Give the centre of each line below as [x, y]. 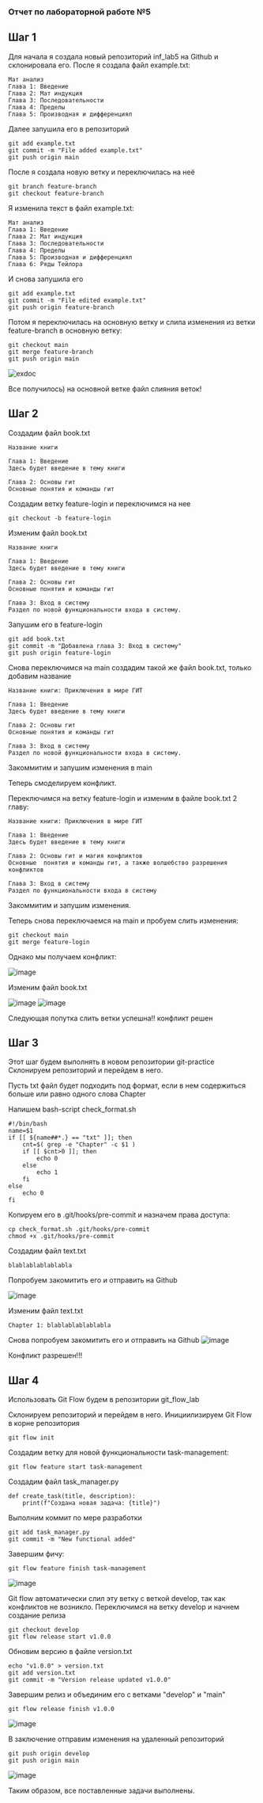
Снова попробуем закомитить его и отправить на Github [104, 1340]
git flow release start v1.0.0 [60, 1637]
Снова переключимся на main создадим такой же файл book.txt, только [130, 667]
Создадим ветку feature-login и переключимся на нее [100, 503]
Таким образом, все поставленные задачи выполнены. [101, 1791]
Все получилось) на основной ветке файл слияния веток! [105, 389]
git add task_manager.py [49, 1532]
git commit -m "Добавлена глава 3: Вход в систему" [95, 646]
